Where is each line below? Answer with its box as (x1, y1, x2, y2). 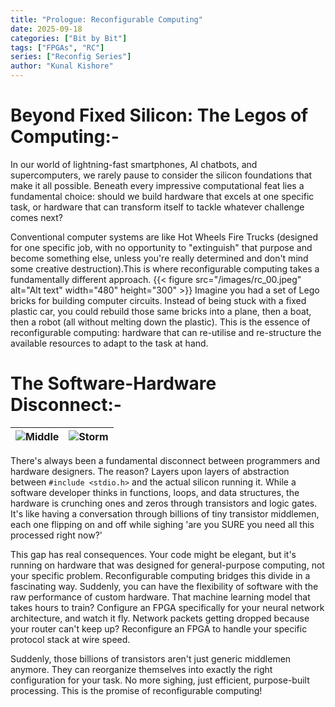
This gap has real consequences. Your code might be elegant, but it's (10, 548, 297, 560)
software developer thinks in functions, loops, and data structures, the (10, 486, 300, 498)
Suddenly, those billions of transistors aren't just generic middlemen (10, 652, 292, 665)
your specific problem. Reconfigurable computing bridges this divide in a (10, 569, 311, 581)
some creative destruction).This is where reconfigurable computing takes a (10, 262, 320, 275)
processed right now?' (10, 529, 103, 541)
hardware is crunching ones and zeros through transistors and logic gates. (10, 497, 318, 509)
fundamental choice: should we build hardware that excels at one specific (10, 190, 315, 202)
